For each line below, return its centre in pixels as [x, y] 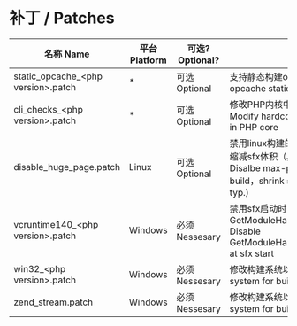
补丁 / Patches [62, 18]
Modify [244, 116]
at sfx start [252, 253]
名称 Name [67, 54]
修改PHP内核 [256, 105]
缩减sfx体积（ [258, 156]
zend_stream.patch [53, 302]
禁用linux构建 [257, 143]
